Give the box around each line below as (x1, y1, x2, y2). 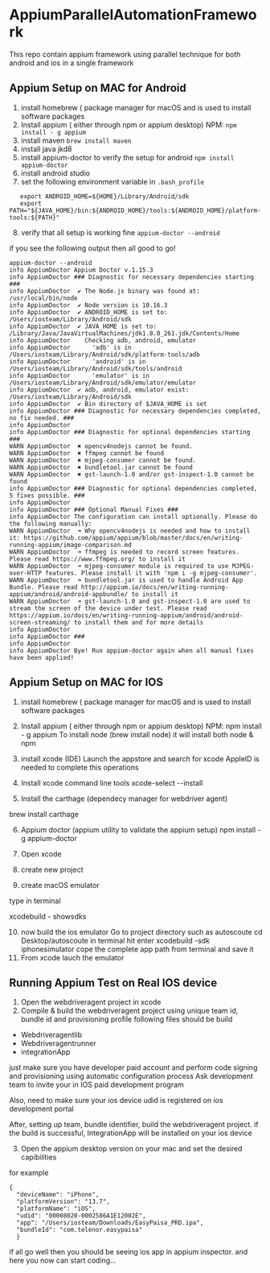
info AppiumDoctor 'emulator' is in (9, 371, 150, 379)
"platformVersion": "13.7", (16, 1198, 111, 1206)
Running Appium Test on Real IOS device (9, 976, 218, 989)
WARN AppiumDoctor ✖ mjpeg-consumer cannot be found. (9, 456, 197, 464)
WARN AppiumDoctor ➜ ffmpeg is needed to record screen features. (9, 548, 240, 556)
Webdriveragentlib (20, 1030, 83, 1040)
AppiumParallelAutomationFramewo (9, 6, 257, 24)
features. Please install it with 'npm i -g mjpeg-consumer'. (44, 569, 258, 577)
